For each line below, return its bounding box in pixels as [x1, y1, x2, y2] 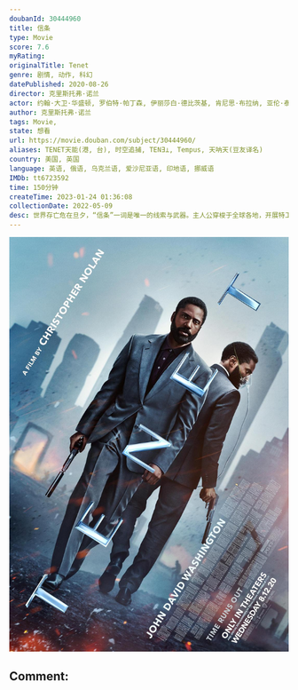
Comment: [9, 669, 69, 684]
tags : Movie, [9, 117, 58, 126]
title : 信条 [9, 23, 51, 33]
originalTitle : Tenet [9, 61, 90, 70]
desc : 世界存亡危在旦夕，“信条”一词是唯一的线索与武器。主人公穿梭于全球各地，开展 [9, 211, 279, 220]
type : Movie [9, 33, 53, 42]
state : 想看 [9, 127, 51, 136]
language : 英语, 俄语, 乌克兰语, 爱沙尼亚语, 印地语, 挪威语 [9, 164, 215, 173]
